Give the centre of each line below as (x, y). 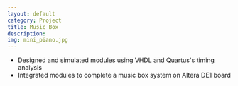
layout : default (31, 14)
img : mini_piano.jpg (38, 40)
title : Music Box (33, 27)
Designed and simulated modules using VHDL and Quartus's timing (116, 60)
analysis (30, 68)
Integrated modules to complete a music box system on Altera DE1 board (124, 75)
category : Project (34, 20)
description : (27, 33)
